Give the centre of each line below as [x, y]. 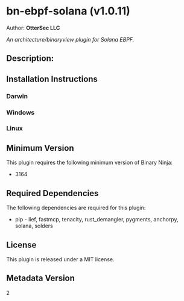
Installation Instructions [52, 79]
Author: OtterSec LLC [33, 28]
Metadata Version [41, 278]
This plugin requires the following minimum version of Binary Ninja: [90, 163]
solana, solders [34, 226]
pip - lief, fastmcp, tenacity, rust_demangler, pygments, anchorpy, [97, 220]
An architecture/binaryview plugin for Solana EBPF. [70, 39]
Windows [21, 112]
